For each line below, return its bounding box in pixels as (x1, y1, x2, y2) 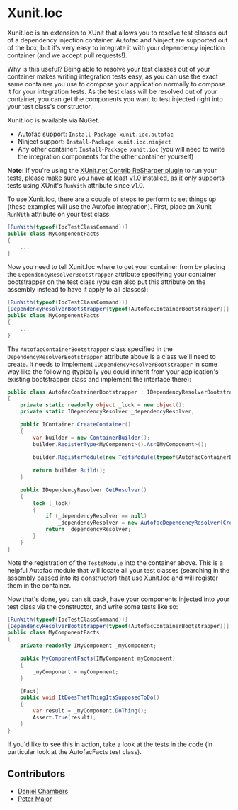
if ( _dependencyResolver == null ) (45, 513, 147, 520)
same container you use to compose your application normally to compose (7, 79, 226, 88)
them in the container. (7, 581, 72, 589)
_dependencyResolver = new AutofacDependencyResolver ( (57, 519, 223, 527)
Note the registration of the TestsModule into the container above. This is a (7, 558, 223, 567)
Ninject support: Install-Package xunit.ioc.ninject (17, 137, 171, 146)
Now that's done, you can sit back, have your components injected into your (7, 595, 230, 603)
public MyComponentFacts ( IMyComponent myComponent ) (20, 655, 176, 663)
